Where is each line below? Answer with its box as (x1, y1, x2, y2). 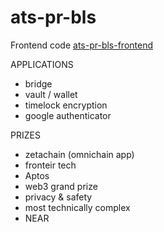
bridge (24, 77, 53, 90)
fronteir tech (24, 159, 77, 171)
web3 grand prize (24, 180, 98, 192)
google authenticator (24, 109, 112, 121)
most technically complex (24, 201, 131, 213)
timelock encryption (24, 99, 108, 111)
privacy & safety (24, 191, 93, 203)
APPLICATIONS (10, 58, 74, 70)
